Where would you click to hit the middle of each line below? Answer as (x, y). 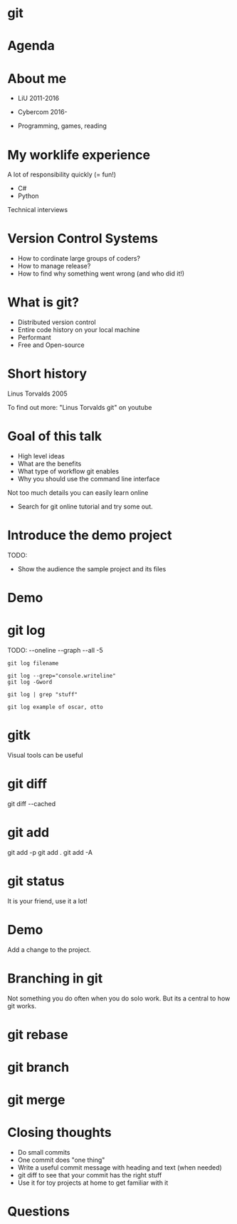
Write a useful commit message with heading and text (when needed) (120, 1168)
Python (28, 196)
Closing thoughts (59, 1133)
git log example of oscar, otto (55, 707)
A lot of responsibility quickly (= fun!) (62, 175)
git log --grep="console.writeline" (62, 676)
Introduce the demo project (90, 535)
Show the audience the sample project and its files (92, 568)
